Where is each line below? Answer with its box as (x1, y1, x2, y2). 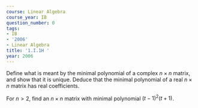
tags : (6, 25, 20, 32)
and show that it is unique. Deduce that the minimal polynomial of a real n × (6, 76, 193, 83)
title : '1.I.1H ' (6, 48, 50, 54)
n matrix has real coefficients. (6, 82, 80, 90)
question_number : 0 (6, 20, 55, 26)
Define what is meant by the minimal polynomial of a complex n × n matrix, (6, 69, 191, 76)
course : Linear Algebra (6, 8, 66, 15)
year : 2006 (6, 53, 34, 59)
